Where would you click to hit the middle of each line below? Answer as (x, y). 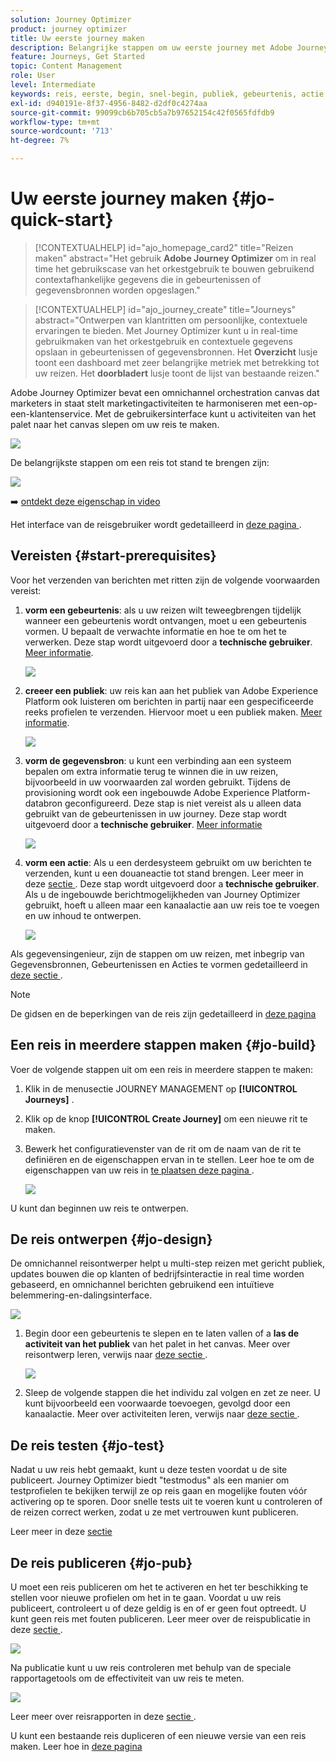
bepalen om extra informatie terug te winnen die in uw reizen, (151, 771)
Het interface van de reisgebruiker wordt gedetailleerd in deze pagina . (156, 524)
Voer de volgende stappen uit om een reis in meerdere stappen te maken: (162, 1069)
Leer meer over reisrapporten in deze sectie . (103, 1716)
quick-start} (62, 220)
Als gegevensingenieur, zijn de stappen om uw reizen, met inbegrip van (157, 953)
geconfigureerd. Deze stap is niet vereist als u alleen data (183, 803)
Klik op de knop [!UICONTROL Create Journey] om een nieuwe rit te (166, 1118)
